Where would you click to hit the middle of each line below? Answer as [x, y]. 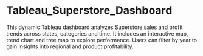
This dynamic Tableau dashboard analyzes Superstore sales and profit [95, 27]
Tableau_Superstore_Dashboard [89, 11]
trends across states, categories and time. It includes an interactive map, [97, 33]
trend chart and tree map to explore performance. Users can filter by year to [102, 40]
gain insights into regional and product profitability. [70, 46]
